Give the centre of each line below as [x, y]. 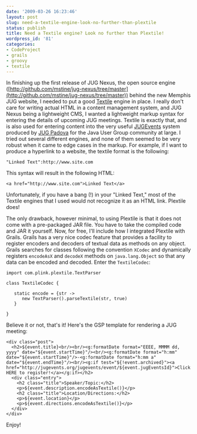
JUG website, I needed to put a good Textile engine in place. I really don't [95, 102]
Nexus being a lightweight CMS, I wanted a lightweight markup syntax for [95, 114]
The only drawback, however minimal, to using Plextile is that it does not [94, 218]
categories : [21, 45]
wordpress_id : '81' [30, 39]
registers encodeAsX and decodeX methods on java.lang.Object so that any [96, 256]
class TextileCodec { [33, 283]
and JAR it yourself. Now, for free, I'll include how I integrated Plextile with [96, 231]
